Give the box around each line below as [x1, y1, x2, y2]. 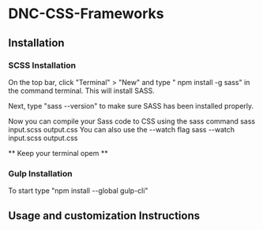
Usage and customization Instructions [8, 209, 200, 222]
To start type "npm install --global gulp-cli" [8, 186, 148, 195]
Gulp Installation [8, 168, 73, 179]
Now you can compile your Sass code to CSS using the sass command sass [8, 116, 255, 126]
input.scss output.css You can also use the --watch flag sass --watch [8, 124, 235, 134]
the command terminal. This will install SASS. [8, 86, 156, 95]
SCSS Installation [8, 60, 77, 71]
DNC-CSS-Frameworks [8, 5, 164, 23]
